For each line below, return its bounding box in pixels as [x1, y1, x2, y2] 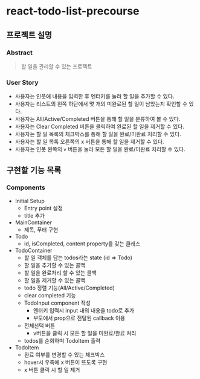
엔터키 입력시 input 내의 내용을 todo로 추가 [33, 306, 135, 314]
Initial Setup [15, 197, 45, 204]
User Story [6, 78, 39, 86]
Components [6, 183, 45, 192]
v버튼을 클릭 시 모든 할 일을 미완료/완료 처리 [33, 329, 137, 337]
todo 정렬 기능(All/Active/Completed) [24, 284, 115, 291]
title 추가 [24, 212, 45, 219]
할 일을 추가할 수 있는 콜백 [24, 261, 86, 268]
